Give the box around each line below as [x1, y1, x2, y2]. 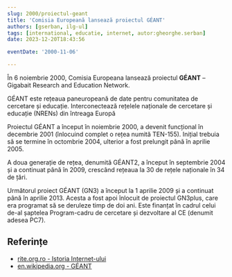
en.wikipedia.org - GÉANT [17, 262, 92, 270]
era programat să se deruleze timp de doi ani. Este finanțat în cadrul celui [7, 201, 216, 209]
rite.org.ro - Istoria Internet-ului [17, 254, 107, 262]
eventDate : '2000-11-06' [7, 49, 79, 56]
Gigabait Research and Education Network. [7, 81, 130, 89]
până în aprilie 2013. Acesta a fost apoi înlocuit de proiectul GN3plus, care [7, 194, 218, 202]
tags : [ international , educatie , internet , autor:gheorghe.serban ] [7, 29, 206, 37]
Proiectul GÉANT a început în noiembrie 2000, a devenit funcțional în [7, 123, 204, 131]
